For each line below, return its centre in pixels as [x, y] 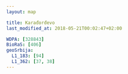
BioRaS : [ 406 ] [24, 45]
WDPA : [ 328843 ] [25, 39]
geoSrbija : [20, 51]
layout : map [21, 12]
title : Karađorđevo [31, 23]
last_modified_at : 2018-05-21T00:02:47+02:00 [64, 28]
